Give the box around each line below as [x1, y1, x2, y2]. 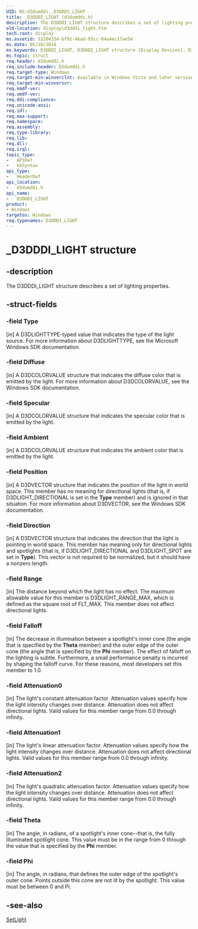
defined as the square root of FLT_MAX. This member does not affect [6, 601, 174, 608]
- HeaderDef [6, 174, 41, 180]
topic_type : [6, 151, 35, 157]
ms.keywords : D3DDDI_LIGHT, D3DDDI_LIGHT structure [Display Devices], [6, 47, 186, 53]
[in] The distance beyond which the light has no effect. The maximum [6, 588, 175, 595]
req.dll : [6, 140, 28, 147]
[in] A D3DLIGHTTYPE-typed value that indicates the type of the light [6, 331, 174, 338]
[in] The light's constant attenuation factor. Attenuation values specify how [6, 695, 187, 702]
